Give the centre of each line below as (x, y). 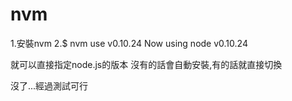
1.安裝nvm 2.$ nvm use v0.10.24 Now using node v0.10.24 (129, 43)
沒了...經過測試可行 (49, 85)
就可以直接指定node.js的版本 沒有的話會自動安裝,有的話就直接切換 (146, 64)
